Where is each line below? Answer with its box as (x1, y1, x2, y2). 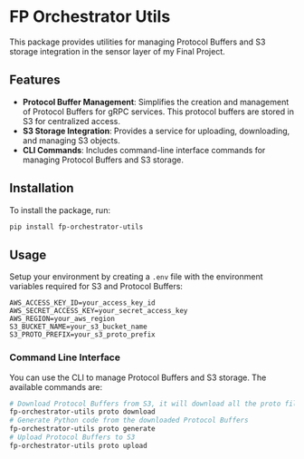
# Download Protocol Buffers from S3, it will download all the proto (9, 399, 281, 408)
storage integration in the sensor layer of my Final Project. (9, 45, 226, 56)
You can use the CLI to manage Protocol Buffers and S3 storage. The (9, 372, 267, 383)
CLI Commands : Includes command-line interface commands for (22, 144, 266, 155)
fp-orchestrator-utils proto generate (9, 425, 156, 434)
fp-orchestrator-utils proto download (9, 407, 156, 416)
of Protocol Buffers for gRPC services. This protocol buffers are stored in (22, 106, 294, 117)
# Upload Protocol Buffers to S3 (9, 433, 136, 442)
